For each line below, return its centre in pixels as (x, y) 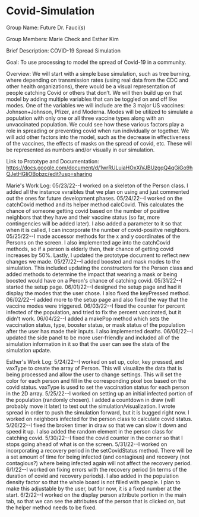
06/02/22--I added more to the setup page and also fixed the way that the (97, 299)
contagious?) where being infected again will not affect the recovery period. (99, 463)
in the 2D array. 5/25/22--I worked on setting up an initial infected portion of (99, 393)
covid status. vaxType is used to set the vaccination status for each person (98, 387)
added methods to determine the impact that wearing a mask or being (92, 274)
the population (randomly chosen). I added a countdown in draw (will (91, 400)
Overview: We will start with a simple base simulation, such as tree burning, (99, 73)
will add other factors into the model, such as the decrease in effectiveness (98, 137)
